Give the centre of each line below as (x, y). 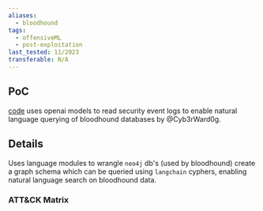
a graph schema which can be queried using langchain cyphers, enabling (128, 171)
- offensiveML (38, 38)
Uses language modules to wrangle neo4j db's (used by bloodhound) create (132, 163)
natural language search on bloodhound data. (82, 179)
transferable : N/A (38, 60)
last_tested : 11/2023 (44, 52)
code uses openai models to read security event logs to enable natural (123, 111)
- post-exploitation (49, 45)
